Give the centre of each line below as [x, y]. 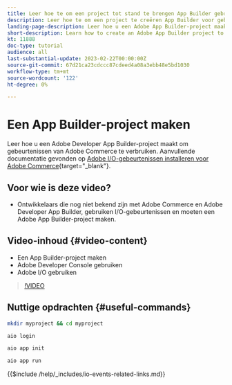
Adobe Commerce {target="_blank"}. [59, 166]
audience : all [28, 53]
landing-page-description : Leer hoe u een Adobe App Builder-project [109, 26]
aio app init [26, 348]
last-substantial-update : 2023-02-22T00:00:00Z [77, 59]
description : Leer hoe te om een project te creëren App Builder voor [111, 20]
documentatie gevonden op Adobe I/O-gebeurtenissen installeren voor [108, 159]
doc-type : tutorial [35, 46]
